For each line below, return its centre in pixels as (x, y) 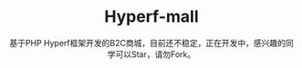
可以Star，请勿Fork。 (156, 54)
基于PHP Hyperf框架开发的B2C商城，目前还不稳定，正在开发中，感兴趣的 (147, 43)
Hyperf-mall (151, 17)
